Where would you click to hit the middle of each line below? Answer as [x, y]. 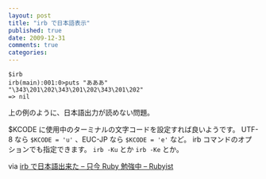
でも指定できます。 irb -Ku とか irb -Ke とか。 [106, 149]
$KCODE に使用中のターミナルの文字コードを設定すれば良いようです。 [124, 129]
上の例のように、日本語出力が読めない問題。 [81, 113]
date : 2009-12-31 [37, 38]
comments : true [33, 45]
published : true [35, 30]
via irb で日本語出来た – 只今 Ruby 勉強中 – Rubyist [91, 166]
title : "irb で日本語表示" [49, 23]
